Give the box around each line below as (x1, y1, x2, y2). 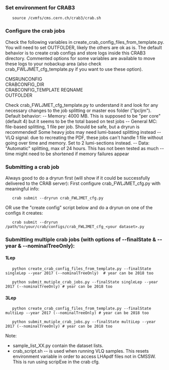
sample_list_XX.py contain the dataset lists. (12, 343, 103, 349)
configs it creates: (5, 210, 43, 216)
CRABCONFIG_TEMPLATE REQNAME (5, 87, 83, 93)
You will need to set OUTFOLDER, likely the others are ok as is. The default (5, 44, 162, 50)
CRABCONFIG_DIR (5, 81, 44, 88)
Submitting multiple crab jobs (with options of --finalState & (5, 236, 156, 243)
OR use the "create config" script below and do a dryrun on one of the (5, 204, 153, 210)
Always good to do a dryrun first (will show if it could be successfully (5, 175, 150, 181)
